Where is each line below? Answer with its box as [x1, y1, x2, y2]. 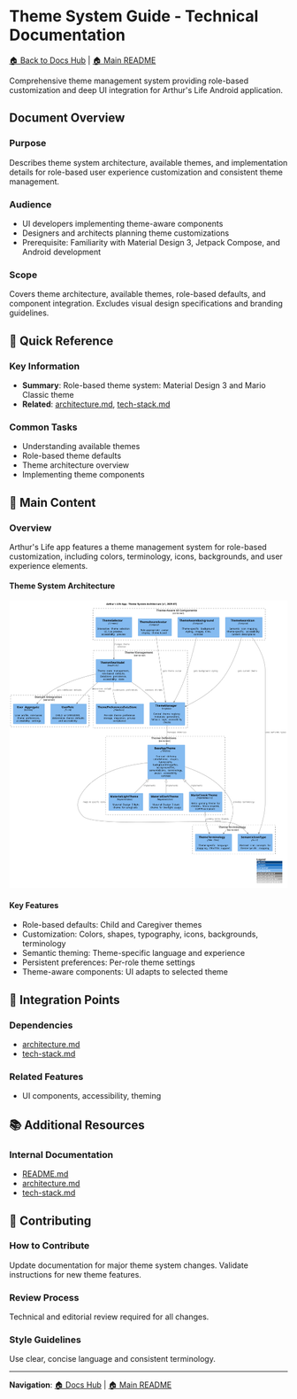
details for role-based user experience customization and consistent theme [9, 167, 284, 177]
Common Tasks [9, 421, 78, 433]
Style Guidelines [9, 1333, 81, 1346]
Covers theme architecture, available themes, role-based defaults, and [9, 289, 267, 299]
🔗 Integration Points [9, 992, 121, 1007]
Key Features [9, 899, 59, 910]
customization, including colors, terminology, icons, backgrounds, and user [9, 551, 283, 562]
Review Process [9, 1291, 80, 1303]
